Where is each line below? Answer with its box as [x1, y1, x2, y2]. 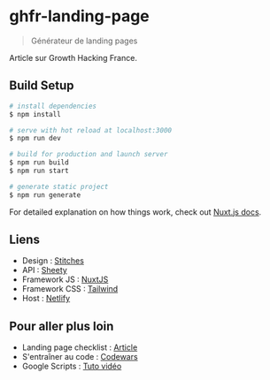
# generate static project [9, 182, 109, 191]
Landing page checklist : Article [21, 342, 138, 353]
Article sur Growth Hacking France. [9, 52, 137, 63]
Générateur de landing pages [30, 35, 138, 46]
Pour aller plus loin [9, 318, 114, 333]
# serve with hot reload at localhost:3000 [9, 125, 173, 134]
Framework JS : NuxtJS [21, 274, 109, 285]
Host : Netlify [21, 293, 71, 304]
